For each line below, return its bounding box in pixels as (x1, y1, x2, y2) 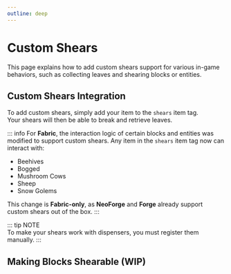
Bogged (17, 165, 40, 173)
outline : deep (7, 10, 48, 17)
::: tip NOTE (7, 221, 40, 229)
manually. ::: (7, 236, 41, 244)
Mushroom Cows (17, 172, 66, 181)
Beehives (17, 157, 44, 166)
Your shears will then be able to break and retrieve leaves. (7, 116, 173, 125)
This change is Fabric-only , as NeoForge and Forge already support (7, 200, 203, 208)
